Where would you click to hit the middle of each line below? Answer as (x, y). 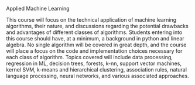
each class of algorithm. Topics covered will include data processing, (89, 57)
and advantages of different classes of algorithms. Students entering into (94, 32)
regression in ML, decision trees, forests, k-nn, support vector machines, (94, 63)
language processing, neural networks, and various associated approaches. (97, 76)
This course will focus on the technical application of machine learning (91, 20)
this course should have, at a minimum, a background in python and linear (95, 38)
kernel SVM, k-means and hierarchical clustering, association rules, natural (97, 69)
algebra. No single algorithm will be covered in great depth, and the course (96, 45)
